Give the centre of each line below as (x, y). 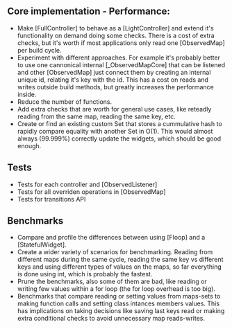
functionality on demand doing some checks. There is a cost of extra (116, 35)
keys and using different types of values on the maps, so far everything (119, 267)
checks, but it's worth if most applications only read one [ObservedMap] (121, 43)
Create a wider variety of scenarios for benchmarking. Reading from (115, 252)
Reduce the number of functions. (65, 101)
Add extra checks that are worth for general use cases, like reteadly (114, 109)
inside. (27, 94)
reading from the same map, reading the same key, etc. (96, 116)
